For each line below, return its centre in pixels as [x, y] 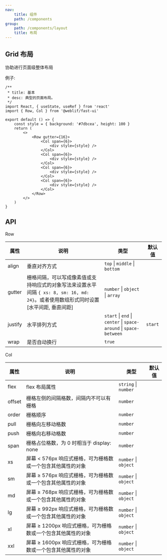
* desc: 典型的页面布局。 [31, 98]
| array [112, 295]
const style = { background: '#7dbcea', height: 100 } [72, 124]
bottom [112, 269]
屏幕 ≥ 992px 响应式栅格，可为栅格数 [70, 509]
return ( [23, 128]
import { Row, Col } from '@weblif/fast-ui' [52, 111]
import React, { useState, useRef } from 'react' [58, 107]
